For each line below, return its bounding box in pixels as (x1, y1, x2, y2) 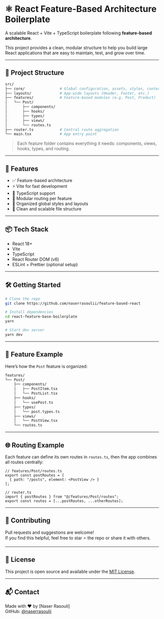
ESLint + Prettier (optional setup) (12, 261, 78, 267)
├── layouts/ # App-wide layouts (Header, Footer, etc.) (5, 91, 150, 96)
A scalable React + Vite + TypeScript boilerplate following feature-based (5, 30, 152, 36)
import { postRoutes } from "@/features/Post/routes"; (5, 494, 119, 499)
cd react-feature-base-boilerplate (5, 314, 78, 319)
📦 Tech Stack (5, 225, 49, 233)
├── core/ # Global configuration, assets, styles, (5, 86, 145, 91)
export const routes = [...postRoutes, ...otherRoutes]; (5, 498, 123, 504)
